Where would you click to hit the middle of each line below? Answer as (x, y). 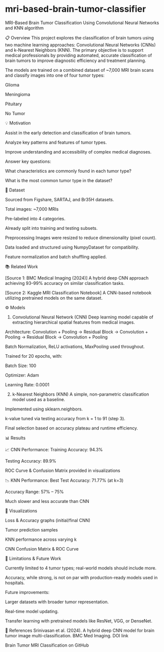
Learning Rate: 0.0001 (27, 384)
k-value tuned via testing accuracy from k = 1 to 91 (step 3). (65, 418)
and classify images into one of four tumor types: (55, 75)
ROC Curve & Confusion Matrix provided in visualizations (63, 470)
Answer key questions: (28, 161)
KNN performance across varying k (41, 539)
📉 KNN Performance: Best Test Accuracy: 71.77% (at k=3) (64, 480)
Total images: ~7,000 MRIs (32, 209)
